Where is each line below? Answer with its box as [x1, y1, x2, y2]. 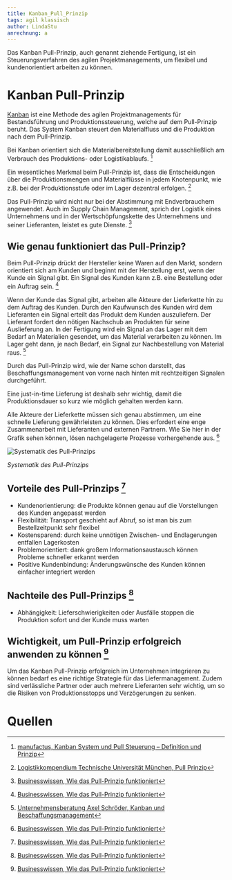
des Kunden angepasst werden [17, 509, 106, 517]
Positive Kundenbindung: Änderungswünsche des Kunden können [17, 560, 206, 568]
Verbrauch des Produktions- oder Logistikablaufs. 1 [7, 153, 153, 163]
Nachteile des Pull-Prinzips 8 [7, 588, 134, 601]
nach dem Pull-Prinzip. [7, 132, 72, 141]
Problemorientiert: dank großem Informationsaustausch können [17, 545, 198, 554]
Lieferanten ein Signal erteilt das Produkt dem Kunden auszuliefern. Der [7, 310, 211, 319]
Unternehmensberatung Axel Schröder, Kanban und [17, 804, 165, 812]
